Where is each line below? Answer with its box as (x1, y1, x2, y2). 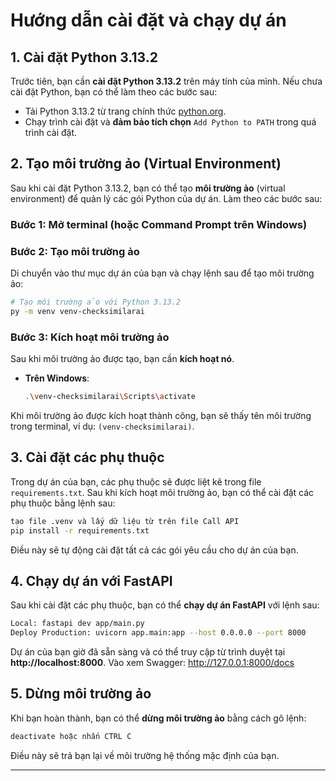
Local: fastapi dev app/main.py (10, 619, 145, 629)
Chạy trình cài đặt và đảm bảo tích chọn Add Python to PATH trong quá (24, 116, 317, 128)
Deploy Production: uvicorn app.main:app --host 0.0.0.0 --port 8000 (10, 628, 307, 638)
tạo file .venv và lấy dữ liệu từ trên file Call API (10, 516, 240, 526)
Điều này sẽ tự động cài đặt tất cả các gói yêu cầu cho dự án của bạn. (10, 544, 299, 556)
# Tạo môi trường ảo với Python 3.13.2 (10, 297, 182, 308)
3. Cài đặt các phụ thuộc (10, 449, 165, 466)
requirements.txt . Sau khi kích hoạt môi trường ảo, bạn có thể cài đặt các (10, 486, 315, 498)
